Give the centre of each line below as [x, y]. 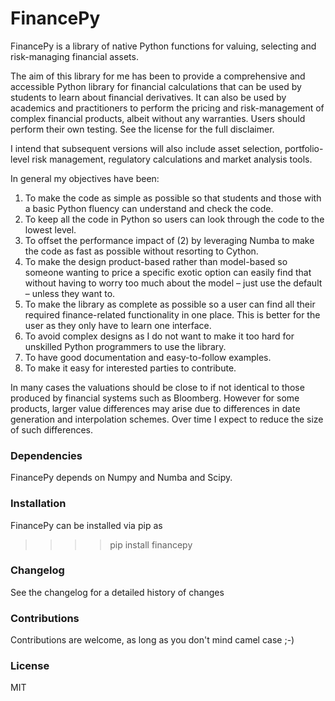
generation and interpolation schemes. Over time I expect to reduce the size [167, 419]
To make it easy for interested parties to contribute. [130, 368]
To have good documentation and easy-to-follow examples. [148, 357]
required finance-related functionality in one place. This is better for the [172, 314]
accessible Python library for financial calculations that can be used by [156, 86]
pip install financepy [151, 544]
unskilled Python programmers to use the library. [125, 346]
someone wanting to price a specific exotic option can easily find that [168, 272]
